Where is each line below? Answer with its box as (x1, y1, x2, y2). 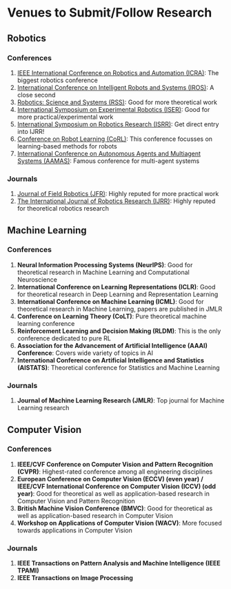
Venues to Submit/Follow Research (7, 5, 212, 21)
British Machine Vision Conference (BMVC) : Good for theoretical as (17, 504, 213, 512)
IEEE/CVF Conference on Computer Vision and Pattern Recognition (17, 460, 214, 468)
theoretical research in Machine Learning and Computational (17, 268, 190, 276)
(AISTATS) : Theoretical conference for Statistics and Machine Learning (17, 363, 220, 371)
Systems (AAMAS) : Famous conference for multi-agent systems (17, 157, 200, 165)
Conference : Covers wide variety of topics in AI (17, 349, 154, 357)
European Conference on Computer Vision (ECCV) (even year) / (17, 474, 203, 483)
